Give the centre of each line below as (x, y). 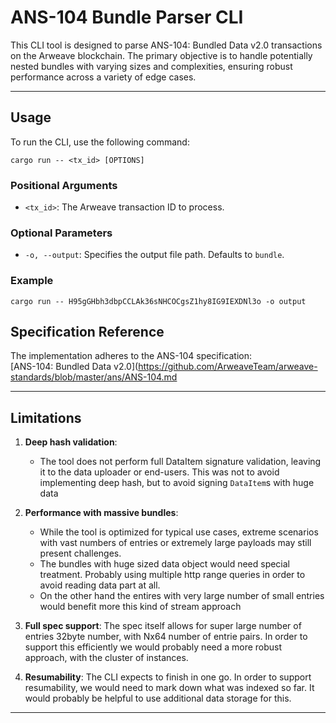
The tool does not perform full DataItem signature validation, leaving (180, 462)
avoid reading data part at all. (100, 585)
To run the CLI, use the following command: (100, 142)
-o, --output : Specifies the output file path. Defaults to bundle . (154, 255)
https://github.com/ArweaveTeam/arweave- (228, 367)
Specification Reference (87, 332)
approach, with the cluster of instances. (106, 658)
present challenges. (80, 553)
